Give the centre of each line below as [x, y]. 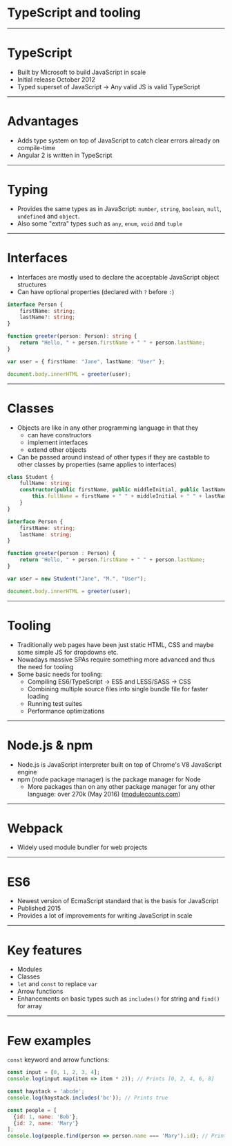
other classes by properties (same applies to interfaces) [97, 464]
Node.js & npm [50, 745]
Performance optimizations [66, 711]
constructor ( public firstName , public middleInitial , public [109, 490]
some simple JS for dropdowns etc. [68, 652]
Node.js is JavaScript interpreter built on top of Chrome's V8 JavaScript [119, 764]
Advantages [43, 121]
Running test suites [55, 703]
